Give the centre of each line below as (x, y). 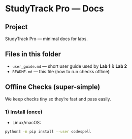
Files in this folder (33, 54)
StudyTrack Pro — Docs (55, 9)
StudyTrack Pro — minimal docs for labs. (46, 39)
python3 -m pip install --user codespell (48, 132)
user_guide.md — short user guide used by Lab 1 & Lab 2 (69, 66)
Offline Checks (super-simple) (53, 87)
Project (16, 27)
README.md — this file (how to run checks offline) (61, 71)
